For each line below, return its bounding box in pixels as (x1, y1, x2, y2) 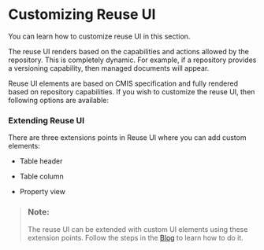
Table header (19, 156, 63, 166)
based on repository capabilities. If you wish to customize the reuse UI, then (8, 86, 255, 96)
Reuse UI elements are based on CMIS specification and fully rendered (8, 79, 239, 88)
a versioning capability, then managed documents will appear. (8, 63, 210, 72)
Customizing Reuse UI (8, 6, 156, 24)
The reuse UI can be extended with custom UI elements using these (27, 224, 248, 233)
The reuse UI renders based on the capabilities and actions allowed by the (8, 46, 250, 56)
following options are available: (8, 95, 109, 105)
